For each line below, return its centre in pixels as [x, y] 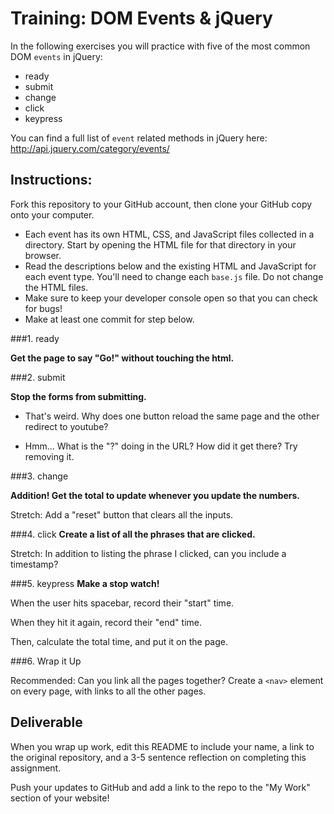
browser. [43, 255]
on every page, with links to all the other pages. [108, 691]
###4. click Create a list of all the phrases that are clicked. [133, 534]
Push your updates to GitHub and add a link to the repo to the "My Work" [160, 787]
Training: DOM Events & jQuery [141, 18]
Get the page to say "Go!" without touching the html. [122, 358]
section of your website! [60, 798]
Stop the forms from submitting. [78, 396]
